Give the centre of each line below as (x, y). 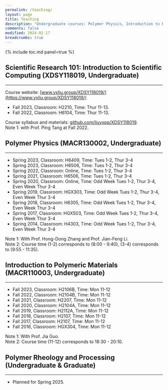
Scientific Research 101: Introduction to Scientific (83, 68)
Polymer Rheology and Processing (60, 357)
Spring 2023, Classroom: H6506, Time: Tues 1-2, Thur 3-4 (72, 165)
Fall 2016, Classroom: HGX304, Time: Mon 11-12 (62, 327)
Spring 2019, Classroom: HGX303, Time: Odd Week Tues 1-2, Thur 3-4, (86, 192)
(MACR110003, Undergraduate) (55, 273)
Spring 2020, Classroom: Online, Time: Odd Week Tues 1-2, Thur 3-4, (84, 181)
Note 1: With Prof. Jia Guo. (32, 336)
